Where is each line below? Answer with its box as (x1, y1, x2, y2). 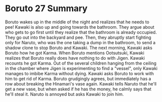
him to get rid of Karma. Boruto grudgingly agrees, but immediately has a (5, 76, 151, 82)
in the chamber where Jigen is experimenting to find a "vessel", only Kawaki (5, 65, 158, 71)
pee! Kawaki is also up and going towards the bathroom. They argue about (5, 24, 155, 30)
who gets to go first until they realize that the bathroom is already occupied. (5, 29, 157, 35)
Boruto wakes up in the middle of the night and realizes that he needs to (5, 19, 149, 25)
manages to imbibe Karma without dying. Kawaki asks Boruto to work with (5, 70, 154, 76)
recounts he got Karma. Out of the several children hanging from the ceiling (5, 60, 157, 66)
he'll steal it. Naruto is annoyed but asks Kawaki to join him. (5, 91, 124, 97)
